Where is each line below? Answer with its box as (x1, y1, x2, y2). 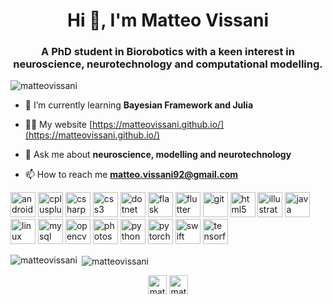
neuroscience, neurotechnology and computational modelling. (13, 57, 323, 71)
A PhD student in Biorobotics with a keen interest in (41, 45, 295, 59)
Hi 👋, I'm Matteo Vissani (66, 9, 270, 32)
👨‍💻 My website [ (24, 119, 93, 131)
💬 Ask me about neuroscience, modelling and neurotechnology (24, 149, 292, 161)
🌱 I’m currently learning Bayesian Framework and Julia (24, 99, 254, 111)
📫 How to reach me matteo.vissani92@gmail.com (24, 169, 239, 181)
